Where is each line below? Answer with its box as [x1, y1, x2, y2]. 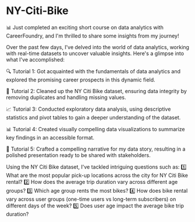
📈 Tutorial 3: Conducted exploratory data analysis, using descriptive [6, 105, 171, 112]
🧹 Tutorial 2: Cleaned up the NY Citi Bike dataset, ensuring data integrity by [6, 87, 187, 94]
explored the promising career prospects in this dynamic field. [6, 76, 156, 83]
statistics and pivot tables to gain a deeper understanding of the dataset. [6, 114, 181, 121]
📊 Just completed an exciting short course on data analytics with [6, 23, 163, 30]
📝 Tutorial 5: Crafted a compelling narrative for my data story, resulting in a [6, 145, 186, 152]
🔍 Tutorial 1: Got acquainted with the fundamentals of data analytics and [6, 67, 181, 74]
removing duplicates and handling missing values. [6, 94, 127, 101]
